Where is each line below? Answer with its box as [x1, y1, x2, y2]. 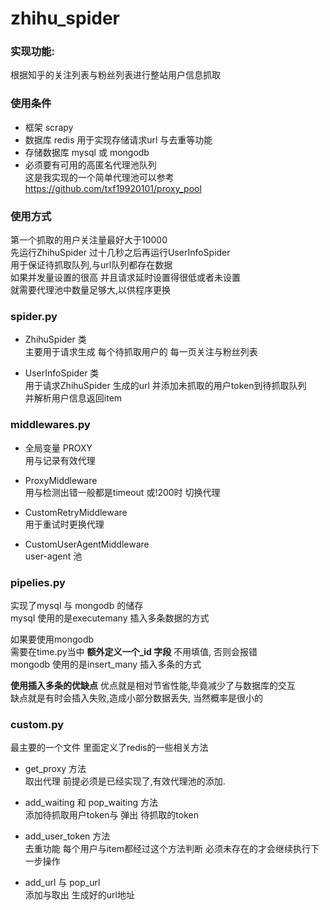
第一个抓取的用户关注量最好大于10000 [10, 234, 168, 246]
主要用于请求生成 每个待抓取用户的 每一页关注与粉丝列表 [24, 346, 258, 358]
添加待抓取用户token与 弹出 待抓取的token [24, 809, 199, 821]
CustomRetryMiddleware [24, 506, 128, 518]
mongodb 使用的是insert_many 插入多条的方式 [10, 658, 202, 670]
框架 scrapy [24, 121, 74, 133]
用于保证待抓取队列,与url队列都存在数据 [10, 259, 173, 271]
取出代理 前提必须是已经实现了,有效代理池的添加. [24, 775, 226, 787]
